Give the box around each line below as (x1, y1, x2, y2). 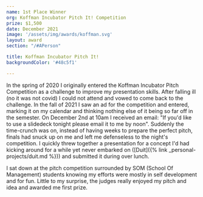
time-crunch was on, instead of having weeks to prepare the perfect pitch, (6, 126, 193, 134)
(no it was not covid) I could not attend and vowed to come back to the (6, 94, 184, 102)
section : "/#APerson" (6, 43, 61, 49)
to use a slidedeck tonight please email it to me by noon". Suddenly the (6, 120, 184, 128)
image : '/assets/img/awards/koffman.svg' (6, 32, 113, 38)
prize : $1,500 (6, 20, 43, 26)
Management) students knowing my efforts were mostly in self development (6, 171, 198, 178)
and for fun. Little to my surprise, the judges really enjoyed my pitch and (6, 177, 187, 184)
